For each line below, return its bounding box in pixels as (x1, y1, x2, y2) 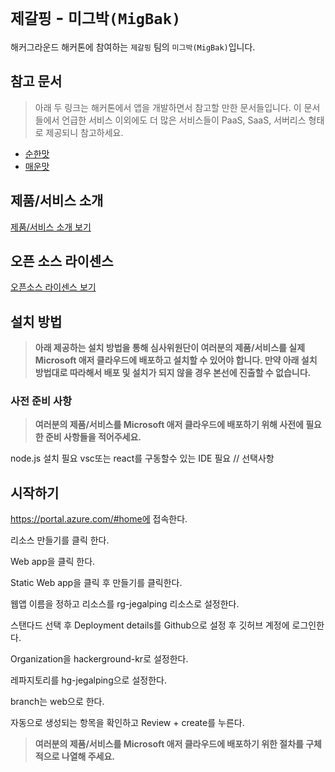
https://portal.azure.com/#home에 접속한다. (10, 513, 188, 525)
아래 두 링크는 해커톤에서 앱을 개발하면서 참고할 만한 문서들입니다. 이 (34, 101, 302, 113)
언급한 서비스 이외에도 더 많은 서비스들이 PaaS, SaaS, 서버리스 (61, 114, 307, 126)
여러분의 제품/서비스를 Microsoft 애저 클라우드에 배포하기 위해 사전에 (34, 419, 304, 431)
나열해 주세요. (61, 751, 116, 763)
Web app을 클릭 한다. (10, 556, 96, 568)
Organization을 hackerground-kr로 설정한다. (10, 653, 189, 665)
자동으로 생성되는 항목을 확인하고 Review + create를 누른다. (10, 717, 245, 729)
